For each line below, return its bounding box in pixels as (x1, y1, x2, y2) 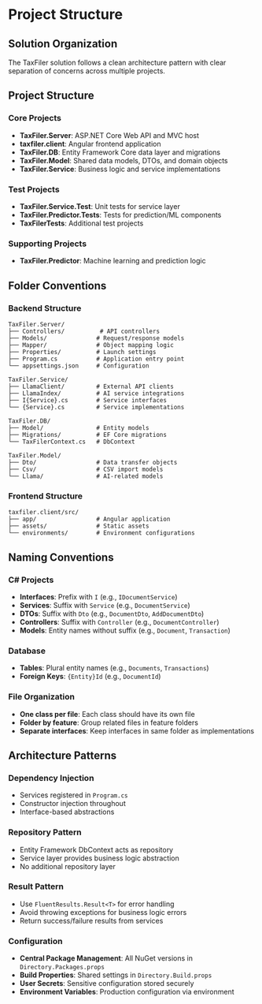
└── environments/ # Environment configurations (8, 529, 195, 537)
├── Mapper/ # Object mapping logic (8, 341, 175, 349)
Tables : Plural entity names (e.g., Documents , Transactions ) (19, 663, 210, 673)
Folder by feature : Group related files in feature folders (19, 718, 199, 727)
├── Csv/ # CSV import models (8, 465, 164, 473)
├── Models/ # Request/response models (8, 334, 185, 342)
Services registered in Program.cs (19, 790, 128, 800)
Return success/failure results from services (19, 916, 164, 925)
